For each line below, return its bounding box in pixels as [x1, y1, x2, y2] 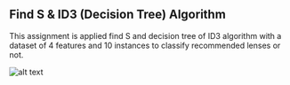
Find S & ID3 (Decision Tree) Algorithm [9, 7, 227, 22]
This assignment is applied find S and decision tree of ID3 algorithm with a [9, 30, 282, 41]
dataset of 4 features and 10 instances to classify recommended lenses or [9, 40, 281, 50]
